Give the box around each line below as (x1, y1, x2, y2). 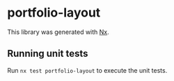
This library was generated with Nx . (7, 28, 109, 36)
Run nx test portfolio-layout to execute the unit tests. (7, 66, 168, 74)
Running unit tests (7, 48, 88, 60)
